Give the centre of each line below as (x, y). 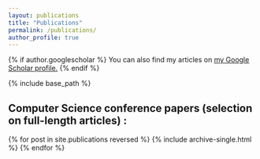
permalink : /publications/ (52, 30)
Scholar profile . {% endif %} (54, 68)
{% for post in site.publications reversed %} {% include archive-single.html (130, 139)
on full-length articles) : (68, 120)
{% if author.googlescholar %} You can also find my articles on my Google (129, 60)
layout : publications (44, 15)
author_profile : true (44, 37)
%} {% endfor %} (37, 148)
